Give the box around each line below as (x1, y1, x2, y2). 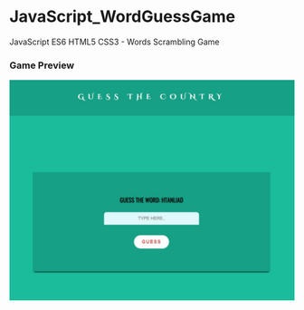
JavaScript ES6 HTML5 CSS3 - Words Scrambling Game (9, 36, 220, 47)
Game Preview (9, 59, 75, 72)
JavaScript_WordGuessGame (9, 6, 236, 27)
